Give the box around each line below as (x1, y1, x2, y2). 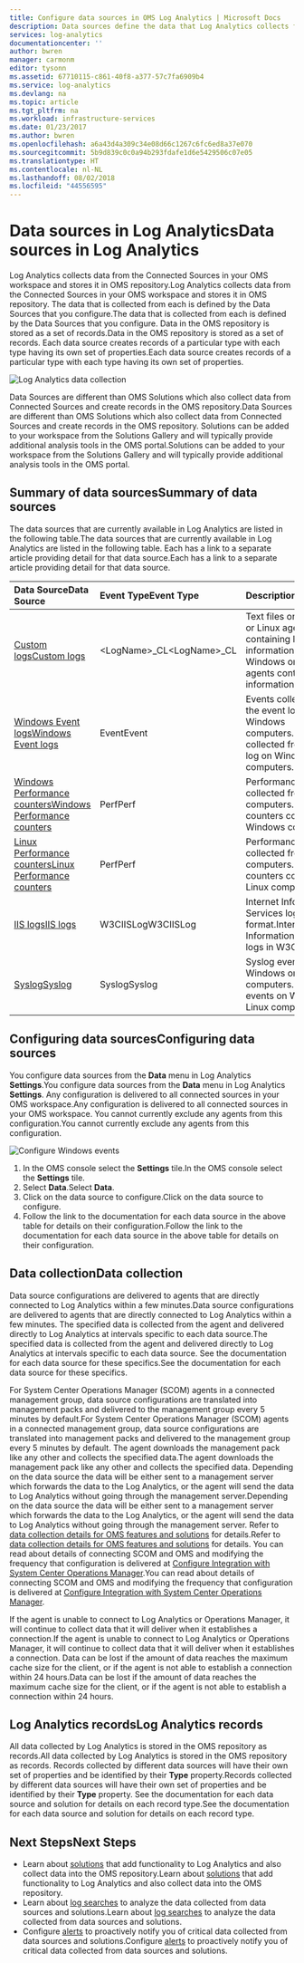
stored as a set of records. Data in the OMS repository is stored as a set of (9, 328, 284, 339)
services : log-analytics (9, 30, 103, 39)
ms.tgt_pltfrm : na (9, 106, 79, 115)
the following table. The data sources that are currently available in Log (9, 533, 272, 544)
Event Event (99, 727, 148, 739)
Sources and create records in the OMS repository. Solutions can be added (9, 420, 290, 431)
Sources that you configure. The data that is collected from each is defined (9, 309, 287, 320)
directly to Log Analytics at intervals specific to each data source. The (9, 1328, 269, 1339)
